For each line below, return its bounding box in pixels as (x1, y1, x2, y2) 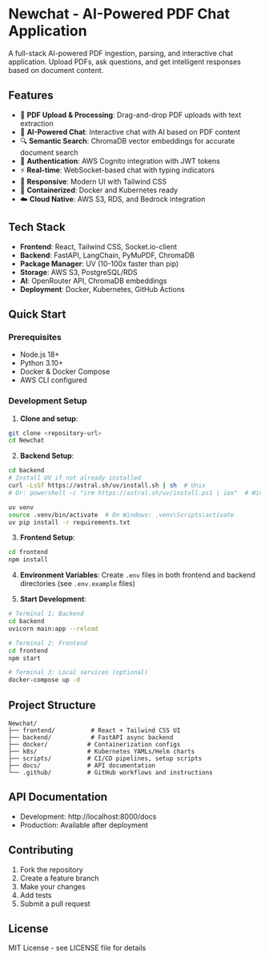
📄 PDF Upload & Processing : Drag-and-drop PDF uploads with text (19, 110, 242, 119)
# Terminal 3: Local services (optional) (8, 669, 149, 677)
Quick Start (8, 307, 66, 321)
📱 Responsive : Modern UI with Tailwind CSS (19, 176, 167, 186)
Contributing (8, 844, 74, 857)
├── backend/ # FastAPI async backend (8, 733, 174, 742)
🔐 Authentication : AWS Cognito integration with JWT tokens (19, 156, 220, 165)
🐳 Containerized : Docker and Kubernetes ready (19, 185, 179, 195)
